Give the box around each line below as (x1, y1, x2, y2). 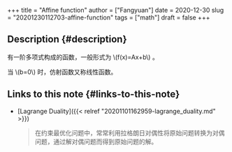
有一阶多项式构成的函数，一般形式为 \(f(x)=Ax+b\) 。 (7, 52, 159, 61)
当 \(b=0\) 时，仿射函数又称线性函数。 (7, 68, 117, 76)
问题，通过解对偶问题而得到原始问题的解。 (34, 137, 158, 146)
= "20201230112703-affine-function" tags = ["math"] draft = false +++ (7, 13, 210, 22)
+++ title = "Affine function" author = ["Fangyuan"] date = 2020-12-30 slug (7, 6, 224, 14)
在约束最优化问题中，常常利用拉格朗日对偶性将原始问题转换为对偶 (34, 128, 225, 137)
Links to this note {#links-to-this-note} (7, 89, 180, 100)
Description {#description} (7, 33, 127, 45)
